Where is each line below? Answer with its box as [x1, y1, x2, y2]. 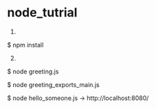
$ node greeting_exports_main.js [7, 80, 100, 88]
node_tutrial [7, 5, 78, 21]
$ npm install [7, 40, 44, 49]
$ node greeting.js [7, 67, 59, 75]
